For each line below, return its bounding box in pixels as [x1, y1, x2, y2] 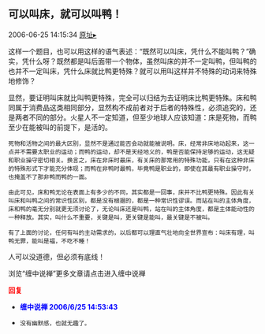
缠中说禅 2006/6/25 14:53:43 [19, 302, 118, 311]
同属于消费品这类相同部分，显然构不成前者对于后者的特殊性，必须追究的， [8, 102, 250, 112]
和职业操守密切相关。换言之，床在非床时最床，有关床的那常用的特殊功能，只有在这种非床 [8, 156, 255, 164]
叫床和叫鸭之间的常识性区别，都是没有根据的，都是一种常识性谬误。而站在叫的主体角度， [8, 196, 255, 205]
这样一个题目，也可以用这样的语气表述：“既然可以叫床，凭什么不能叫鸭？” [8, 46, 250, 56]
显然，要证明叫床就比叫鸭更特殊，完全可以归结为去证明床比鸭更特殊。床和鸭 [8, 93, 257, 102]
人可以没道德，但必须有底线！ [8, 251, 105, 262]
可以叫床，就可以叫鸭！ [8, 7, 122, 21]
